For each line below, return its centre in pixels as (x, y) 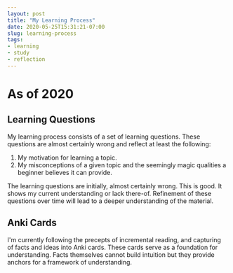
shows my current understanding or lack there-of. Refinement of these (109, 193)
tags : (15, 40)
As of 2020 (40, 93)
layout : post (26, 14)
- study (19, 53)
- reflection (26, 59)
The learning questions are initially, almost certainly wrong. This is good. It (115, 185)
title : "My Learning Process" (52, 20)
